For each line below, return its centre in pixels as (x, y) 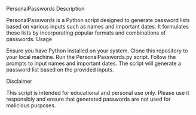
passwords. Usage (29, 39)
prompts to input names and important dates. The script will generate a (94, 63)
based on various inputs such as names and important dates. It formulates (98, 27)
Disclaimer (19, 81)
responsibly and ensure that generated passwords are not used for (88, 99)
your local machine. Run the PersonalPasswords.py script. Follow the (91, 57)
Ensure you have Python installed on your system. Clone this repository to (97, 51)
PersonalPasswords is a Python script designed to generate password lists (98, 20)
